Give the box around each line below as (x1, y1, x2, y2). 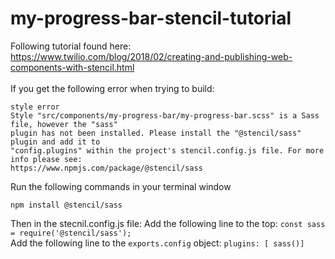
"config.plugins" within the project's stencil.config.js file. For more (10, 145, 325, 156)
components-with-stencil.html (10, 61, 135, 73)
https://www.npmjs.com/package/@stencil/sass (10, 163, 203, 173)
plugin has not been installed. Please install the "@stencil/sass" (10, 128, 302, 138)
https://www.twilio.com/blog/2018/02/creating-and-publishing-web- (10, 50, 293, 62)
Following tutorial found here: (10, 40, 132, 52)
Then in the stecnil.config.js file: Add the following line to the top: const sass (10, 217, 326, 229)
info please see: (10, 154, 83, 164)
